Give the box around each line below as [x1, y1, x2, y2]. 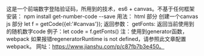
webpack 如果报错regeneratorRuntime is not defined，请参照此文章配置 [6, 36, 187, 42]
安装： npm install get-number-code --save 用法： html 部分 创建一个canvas [6, 13, 199, 20]
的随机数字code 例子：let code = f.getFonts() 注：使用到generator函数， [6, 28, 188, 35]
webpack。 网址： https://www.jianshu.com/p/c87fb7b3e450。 [6, 43, 165, 50]
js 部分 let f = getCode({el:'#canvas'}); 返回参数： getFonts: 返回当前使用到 [6, 20, 195, 27]
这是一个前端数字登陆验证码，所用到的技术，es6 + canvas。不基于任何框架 [6, 5, 195, 12]
